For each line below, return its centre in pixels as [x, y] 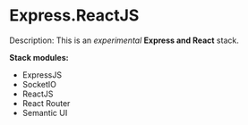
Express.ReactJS [74, 16]
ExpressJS [42, 75]
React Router [46, 103]
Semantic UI [45, 112]
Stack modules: [39, 57]
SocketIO [39, 84]
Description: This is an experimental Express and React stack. [124, 40]
